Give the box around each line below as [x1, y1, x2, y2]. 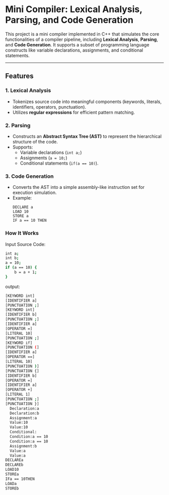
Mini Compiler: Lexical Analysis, [5, 4, 142, 15]
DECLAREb [5, 462, 24, 468]
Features [5, 72, 34, 80]
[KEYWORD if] [5, 340, 33, 345]
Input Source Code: [5, 241, 46, 247]
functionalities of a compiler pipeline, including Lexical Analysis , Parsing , [5, 36, 158, 42]
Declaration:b [10, 411, 39, 416]
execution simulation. [12, 189, 57, 195]
